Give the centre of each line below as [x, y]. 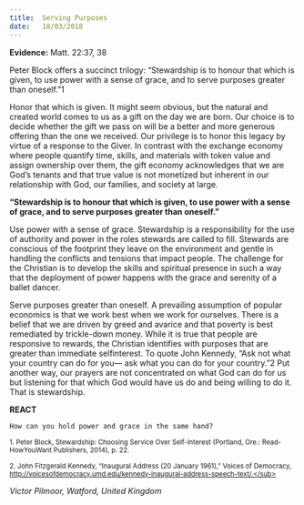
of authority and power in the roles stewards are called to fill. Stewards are [149, 238]
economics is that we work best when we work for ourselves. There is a [144, 314]
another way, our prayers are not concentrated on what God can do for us [148, 372]
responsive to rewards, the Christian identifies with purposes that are [139, 343]
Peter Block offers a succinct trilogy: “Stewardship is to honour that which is [152, 70]
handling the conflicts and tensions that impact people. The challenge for [147, 258]
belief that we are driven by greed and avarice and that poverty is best [141, 324]
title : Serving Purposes [58, 18]
